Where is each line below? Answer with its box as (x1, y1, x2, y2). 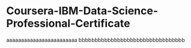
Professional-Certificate (6, 17, 130, 30)
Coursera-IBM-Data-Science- (6, 4, 159, 18)
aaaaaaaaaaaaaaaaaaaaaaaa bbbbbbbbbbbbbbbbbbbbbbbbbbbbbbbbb (6, 36, 185, 43)
